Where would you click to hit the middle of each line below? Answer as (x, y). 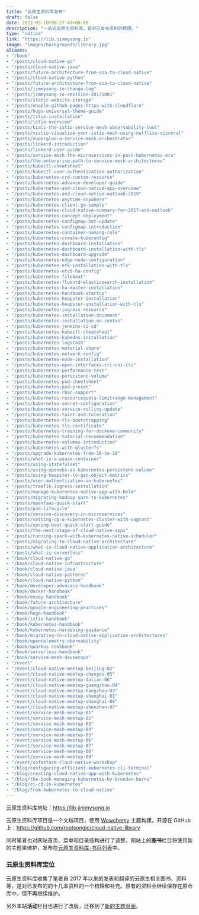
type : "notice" (25, 34)
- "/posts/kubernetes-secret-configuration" (62, 404)
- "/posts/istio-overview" (39, 122)
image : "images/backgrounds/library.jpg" (58, 45)
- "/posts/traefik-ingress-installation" (58, 487)
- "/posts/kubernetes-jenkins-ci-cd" (53, 326)
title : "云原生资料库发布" (36, 12)
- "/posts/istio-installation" (45, 116)
